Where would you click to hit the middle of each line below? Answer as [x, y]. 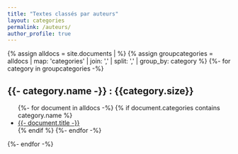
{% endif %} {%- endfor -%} [59, 131]
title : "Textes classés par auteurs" [63, 14]
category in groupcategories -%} [56, 69]
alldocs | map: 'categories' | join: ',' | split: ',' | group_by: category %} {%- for [119, 61]
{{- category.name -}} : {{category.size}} [101, 91]
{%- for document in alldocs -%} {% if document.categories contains [119, 108]
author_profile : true [39, 34]
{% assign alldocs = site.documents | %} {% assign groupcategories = [110, 54]
